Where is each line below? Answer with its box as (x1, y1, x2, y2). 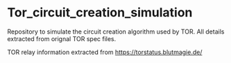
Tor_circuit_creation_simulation (7, 5, 193, 21)
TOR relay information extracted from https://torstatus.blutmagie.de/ (7, 48, 203, 56)
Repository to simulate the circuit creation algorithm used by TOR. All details (7, 27, 225, 36)
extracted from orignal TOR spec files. (7, 34, 117, 42)
